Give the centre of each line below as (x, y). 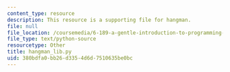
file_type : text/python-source (52, 39)
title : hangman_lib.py (39, 52)
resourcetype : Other (37, 45)
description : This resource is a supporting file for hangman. (99, 20)
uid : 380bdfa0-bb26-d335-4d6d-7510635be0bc (70, 58)
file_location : (29, 33)
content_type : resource (41, 13)
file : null (23, 26)
